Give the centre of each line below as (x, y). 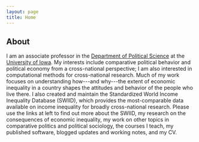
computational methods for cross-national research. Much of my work (93, 75)
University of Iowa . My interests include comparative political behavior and (98, 62)
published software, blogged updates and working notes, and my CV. (92, 132)
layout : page (22, 12)
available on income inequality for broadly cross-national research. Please (98, 107)
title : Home (21, 17)
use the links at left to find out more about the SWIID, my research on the (96, 113)
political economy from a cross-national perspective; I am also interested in (99, 69)
